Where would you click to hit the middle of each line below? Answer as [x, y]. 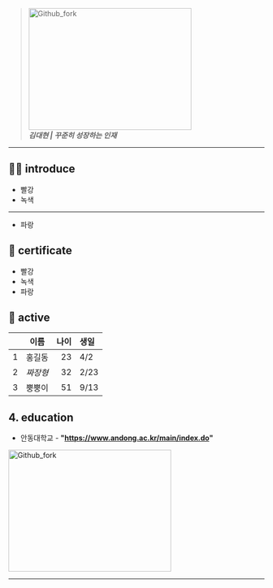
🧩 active [29, 318]
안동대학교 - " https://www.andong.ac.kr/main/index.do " [117, 438]
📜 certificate [40, 251]
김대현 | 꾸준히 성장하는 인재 [72, 135]
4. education [41, 417]
